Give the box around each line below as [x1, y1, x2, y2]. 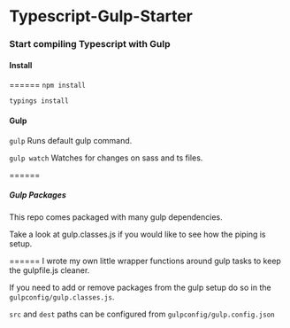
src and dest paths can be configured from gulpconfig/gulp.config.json [9, 308, 276, 320]
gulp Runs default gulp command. [9, 135, 133, 145]
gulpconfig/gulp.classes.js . [9, 292, 115, 302]
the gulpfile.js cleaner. [9, 265, 90, 276]
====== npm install [9, 80, 87, 90]
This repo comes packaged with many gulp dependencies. [9, 212, 223, 223]
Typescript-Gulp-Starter [9, 6, 193, 27]
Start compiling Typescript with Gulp [9, 38, 171, 51]
